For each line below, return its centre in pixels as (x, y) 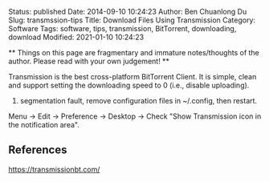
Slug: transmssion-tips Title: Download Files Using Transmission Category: (132, 20)
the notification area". (44, 125)
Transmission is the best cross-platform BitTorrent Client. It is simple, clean (132, 77)
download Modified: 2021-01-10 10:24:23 (76, 37)
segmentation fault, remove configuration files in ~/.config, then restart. (139, 101)
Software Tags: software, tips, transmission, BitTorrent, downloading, (122, 28)
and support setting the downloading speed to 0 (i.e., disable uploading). (129, 85)
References (38, 150)
